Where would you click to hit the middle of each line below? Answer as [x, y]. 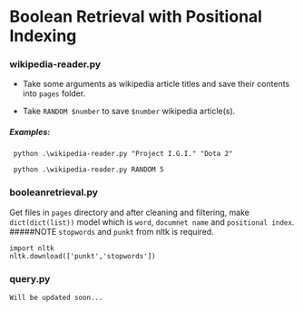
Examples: [30, 132]
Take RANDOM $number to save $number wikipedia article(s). [129, 112]
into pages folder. [54, 93]
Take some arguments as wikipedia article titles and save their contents [156, 84]
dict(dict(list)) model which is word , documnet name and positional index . [152, 222]
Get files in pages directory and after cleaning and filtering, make [129, 212]
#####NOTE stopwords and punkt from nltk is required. [112, 231]
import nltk [32, 248]
